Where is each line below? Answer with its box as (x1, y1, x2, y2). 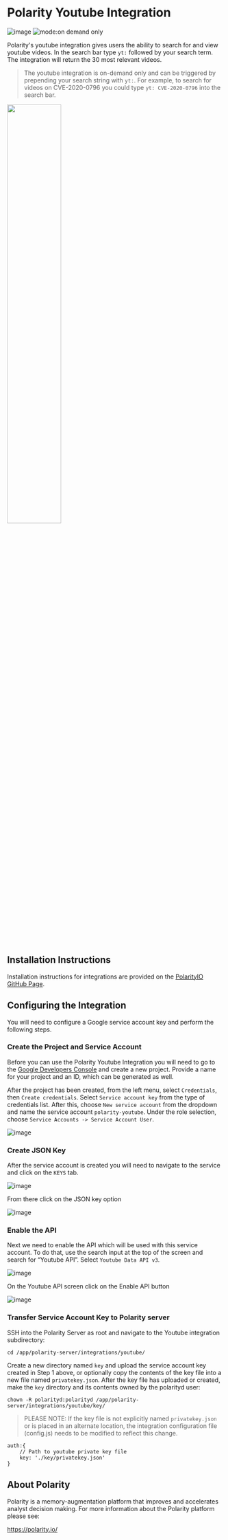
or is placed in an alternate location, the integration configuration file (23, 1421, 218, 1430)
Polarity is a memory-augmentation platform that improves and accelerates (7, 1497, 219, 1506)
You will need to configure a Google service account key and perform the (7, 1018, 214, 1026)
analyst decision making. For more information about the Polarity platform (7, 1504, 215, 1513)
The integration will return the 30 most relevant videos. (7, 55, 162, 63)
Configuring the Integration (7, 1000, 127, 1012)
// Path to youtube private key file (19, 1448, 127, 1455)
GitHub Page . (7, 979, 45, 987)
